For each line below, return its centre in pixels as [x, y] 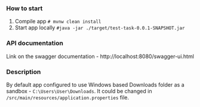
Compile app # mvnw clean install [58, 22]
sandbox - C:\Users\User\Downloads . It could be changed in [79, 91]
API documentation [35, 43]
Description [24, 72]
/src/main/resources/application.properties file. [68, 97]
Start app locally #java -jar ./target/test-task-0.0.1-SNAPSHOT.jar [100, 27]
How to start [24, 8]
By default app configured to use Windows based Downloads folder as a [96, 84]
